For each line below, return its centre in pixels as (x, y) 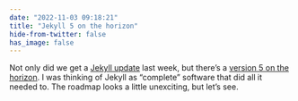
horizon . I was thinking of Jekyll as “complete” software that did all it (136, 78)
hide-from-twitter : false (57, 34)
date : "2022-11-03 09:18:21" (64, 17)
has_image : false (42, 42)
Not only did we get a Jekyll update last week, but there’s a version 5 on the (149, 68)
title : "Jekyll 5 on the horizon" (74, 26)
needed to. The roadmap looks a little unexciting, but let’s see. (124, 87)
